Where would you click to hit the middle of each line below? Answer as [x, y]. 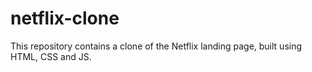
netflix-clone [65, 18]
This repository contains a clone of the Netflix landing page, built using [156, 46]
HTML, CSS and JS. [51, 56]
